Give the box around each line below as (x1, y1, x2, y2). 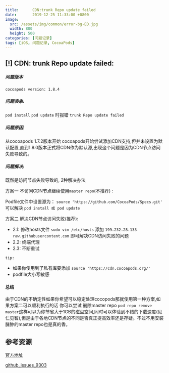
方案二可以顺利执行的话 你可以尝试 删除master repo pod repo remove (9, 302, 152, 309)
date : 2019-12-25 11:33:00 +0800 (5, 12, 89, 17)
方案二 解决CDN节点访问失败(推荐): (5, 216, 79, 222)
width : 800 (10, 26, 33, 31)
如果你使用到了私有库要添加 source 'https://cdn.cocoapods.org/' (12, 265, 151, 271)
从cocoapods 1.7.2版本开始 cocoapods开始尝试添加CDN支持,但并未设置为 (5, 138, 158, 144)
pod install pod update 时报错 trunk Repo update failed (5, 112, 124, 118)
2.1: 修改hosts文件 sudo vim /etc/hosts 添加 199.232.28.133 (12, 226, 137, 233)
